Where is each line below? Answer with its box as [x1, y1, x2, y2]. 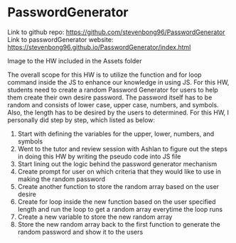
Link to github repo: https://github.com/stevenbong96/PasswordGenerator [7, 28, 225, 36]
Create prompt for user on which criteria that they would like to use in [17, 167, 222, 175]
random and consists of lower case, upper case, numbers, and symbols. [7, 100, 219, 109]
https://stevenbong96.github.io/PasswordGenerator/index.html [7, 43, 191, 51]
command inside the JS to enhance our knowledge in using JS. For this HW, [7, 77, 230, 86]
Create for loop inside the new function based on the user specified [17, 197, 216, 206]
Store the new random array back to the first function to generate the [17, 220, 220, 228]
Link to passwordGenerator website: [7, 35, 114, 43]
